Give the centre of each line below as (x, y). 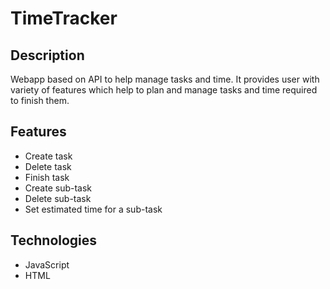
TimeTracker (64, 18)
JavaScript (47, 264)
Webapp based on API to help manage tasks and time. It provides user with (165, 79)
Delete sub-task (58, 198)
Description (47, 55)
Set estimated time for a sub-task (93, 209)
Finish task (47, 177)
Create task (48, 156)
